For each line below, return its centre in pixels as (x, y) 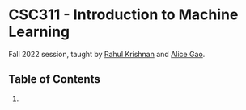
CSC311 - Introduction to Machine (123, 15)
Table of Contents (55, 79)
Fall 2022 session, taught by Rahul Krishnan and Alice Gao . (107, 54)
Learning (39, 32)
